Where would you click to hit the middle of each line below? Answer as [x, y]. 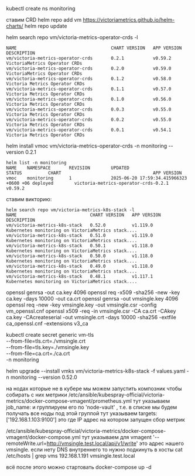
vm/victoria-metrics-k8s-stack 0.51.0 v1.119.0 [80, 236]
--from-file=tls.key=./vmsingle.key [48, 347]
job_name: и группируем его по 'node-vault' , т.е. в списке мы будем [92, 407]
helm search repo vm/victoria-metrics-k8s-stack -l [70, 210]
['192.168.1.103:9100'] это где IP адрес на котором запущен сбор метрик [96, 420]
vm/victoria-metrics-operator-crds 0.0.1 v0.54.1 [89, 130]
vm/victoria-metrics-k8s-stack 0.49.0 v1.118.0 [80, 266]
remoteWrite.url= [26, 443]
